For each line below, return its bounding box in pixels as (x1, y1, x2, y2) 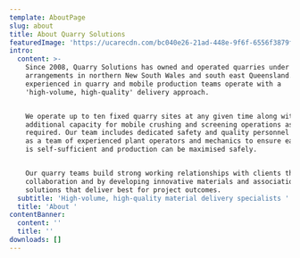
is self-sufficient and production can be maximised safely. (25, 145, 257, 154)
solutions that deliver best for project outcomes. (25, 185, 221, 195)
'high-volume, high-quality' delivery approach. (25, 87, 210, 96)
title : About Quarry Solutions (9, 29, 126, 38)
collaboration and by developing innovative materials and (25, 177, 250, 186)
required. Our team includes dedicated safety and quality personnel (25, 129, 290, 137)
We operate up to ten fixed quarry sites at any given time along (25, 112, 278, 121)
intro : (9, 46, 34, 55)
